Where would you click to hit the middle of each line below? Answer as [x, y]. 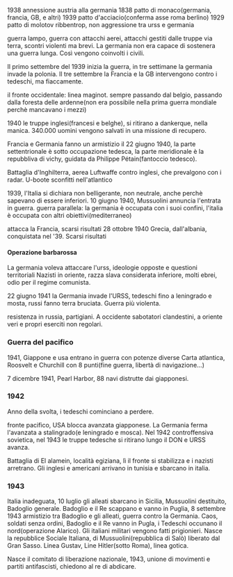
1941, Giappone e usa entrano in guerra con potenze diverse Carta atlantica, [116, 357]
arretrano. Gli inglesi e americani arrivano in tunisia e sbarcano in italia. [109, 468]
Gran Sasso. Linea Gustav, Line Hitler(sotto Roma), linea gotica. [98, 546]
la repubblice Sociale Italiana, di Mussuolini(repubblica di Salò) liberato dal [114, 538]
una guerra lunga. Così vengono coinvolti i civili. [76, 53]
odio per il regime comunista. [49, 283]
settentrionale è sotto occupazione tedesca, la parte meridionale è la [105, 151]
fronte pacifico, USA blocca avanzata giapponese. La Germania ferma [107, 425]
